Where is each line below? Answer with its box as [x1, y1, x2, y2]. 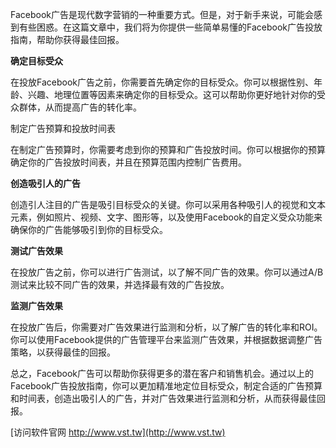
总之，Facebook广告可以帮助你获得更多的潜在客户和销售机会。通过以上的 [10, 368, 314, 379]
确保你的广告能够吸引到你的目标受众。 [10, 224, 168, 235]
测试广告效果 [10, 245, 63, 257]
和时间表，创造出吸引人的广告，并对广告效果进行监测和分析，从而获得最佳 [10, 393, 317, 404]
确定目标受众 [10, 55, 63, 67]
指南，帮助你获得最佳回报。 [10, 34, 125, 45]
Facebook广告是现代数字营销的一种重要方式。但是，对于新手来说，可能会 [10, 9, 314, 20]
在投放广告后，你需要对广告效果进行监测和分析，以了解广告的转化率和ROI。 [10, 321, 323, 333]
